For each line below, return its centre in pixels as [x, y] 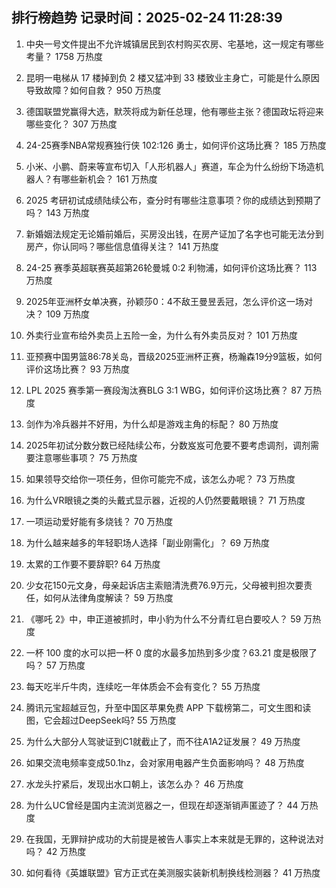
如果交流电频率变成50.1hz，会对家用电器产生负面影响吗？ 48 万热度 [165, 762]
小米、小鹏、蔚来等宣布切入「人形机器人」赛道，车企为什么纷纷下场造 [170, 166]
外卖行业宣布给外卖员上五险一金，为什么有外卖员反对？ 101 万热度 [161, 335]
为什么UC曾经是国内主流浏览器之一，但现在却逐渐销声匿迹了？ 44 [162, 805]
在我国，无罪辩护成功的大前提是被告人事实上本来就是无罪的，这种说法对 [174, 839]
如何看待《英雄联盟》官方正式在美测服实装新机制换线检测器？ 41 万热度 [173, 872]
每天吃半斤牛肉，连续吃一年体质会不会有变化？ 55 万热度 [143, 686]
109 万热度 [67, 314]
